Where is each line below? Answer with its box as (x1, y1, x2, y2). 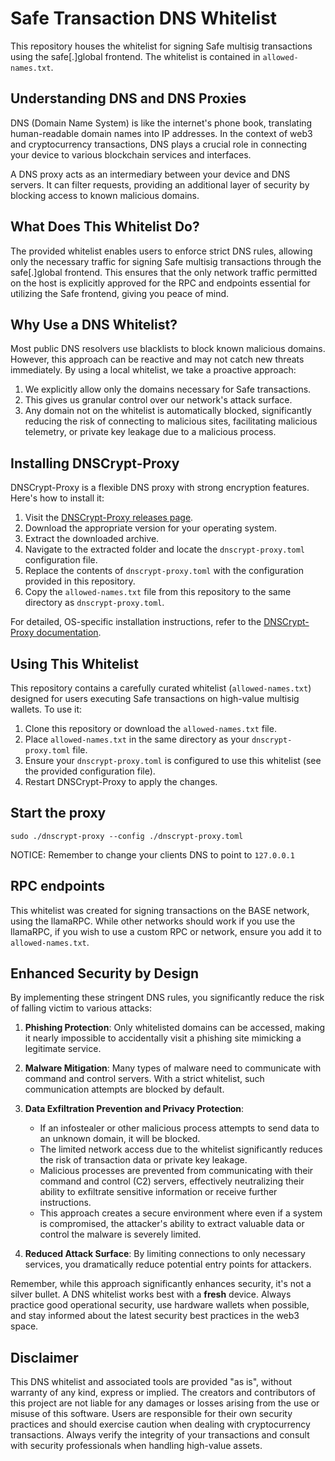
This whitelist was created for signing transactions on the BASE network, (10, 904, 310, 916)
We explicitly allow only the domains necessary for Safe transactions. (24, 383, 312, 396)
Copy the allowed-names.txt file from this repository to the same (24, 586, 292, 598)
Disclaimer (10, 1349, 79, 1366)
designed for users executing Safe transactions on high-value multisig (10, 693, 300, 704)
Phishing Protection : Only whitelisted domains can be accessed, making (24, 1022, 326, 1034)
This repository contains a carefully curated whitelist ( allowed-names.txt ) (10, 682, 312, 694)
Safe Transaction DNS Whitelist (10, 7, 278, 30)
